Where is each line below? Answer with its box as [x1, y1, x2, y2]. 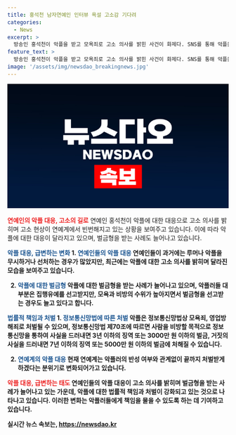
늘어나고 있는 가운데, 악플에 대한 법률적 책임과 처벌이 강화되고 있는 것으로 [20, 387, 218, 396]
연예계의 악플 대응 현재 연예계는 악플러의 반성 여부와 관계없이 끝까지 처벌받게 [17, 355, 225, 363]
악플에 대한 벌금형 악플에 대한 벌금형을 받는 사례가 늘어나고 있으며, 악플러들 [17, 281, 221, 290]
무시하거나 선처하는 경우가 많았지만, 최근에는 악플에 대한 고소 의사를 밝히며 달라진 [7, 257, 228, 266]
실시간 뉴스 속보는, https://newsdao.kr [7, 420, 117, 429]
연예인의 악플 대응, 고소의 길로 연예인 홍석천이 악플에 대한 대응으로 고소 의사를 [7, 216, 220, 225]
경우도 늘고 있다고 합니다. [24, 299, 94, 307]
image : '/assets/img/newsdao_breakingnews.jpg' [7, 63, 150, 70]
